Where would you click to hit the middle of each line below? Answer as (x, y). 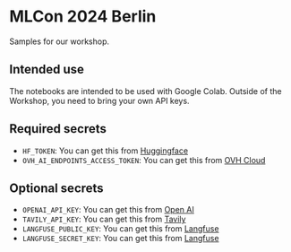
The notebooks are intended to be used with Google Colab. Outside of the (145, 91)
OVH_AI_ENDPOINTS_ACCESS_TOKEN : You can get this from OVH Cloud (144, 160)
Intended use (47, 70)
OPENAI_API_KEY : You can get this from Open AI (108, 210)
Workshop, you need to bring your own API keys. (99, 100)
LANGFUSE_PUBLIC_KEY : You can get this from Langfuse (120, 229)
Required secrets (58, 129)
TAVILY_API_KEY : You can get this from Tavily (104, 219)
